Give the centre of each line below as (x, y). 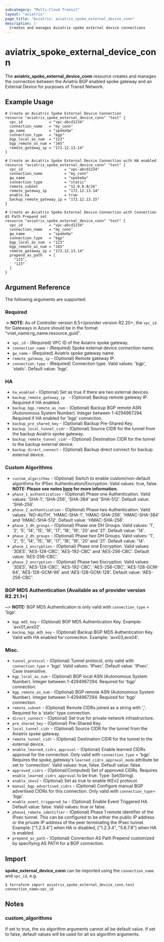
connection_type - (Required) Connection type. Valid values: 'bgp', (79, 363)
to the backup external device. (43, 444)
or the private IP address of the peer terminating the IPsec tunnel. (78, 823)
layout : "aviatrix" (25, 14)
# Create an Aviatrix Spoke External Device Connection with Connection (81, 212)
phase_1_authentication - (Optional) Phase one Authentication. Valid (81, 494)
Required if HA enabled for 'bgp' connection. (57, 418)
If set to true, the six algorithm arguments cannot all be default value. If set (80, 929)
